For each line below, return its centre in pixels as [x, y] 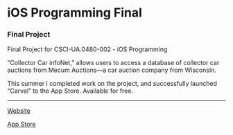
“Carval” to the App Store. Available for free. [70, 91]
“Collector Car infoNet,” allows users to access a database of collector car [113, 63]
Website [19, 111]
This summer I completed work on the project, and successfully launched [112, 84]
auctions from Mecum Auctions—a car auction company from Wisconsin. [112, 70]
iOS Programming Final [75, 13]
